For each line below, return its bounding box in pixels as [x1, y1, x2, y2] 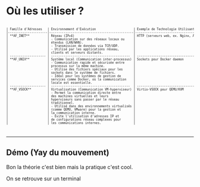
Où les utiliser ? [6, 4, 85, 18]
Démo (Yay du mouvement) [6, 148, 110, 158]
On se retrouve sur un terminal [6, 174, 82, 182]
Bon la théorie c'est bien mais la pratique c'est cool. [6, 163, 133, 170]
